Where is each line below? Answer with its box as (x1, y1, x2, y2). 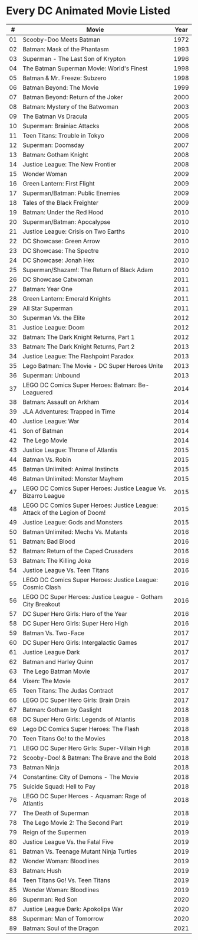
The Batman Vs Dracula (22, 112, 88, 120)
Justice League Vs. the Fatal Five (22, 837, 114, 846)
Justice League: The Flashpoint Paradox (22, 352, 134, 360)
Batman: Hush (22, 866, 62, 874)
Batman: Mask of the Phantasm (22, 45, 109, 53)
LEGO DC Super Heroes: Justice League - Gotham (22, 592, 163, 600)
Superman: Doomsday (22, 141, 84, 149)
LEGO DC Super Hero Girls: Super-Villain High (22, 744, 151, 752)
